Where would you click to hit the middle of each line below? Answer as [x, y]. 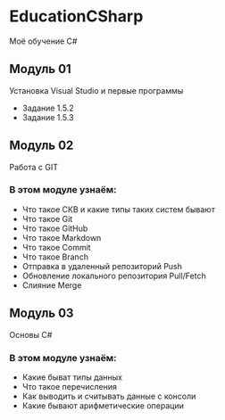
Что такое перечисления [70, 386]
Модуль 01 [40, 69]
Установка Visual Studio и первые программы [96, 90]
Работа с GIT [34, 167]
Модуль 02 [42, 146]
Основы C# [31, 334]
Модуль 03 [42, 313]
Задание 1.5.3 [48, 117]
